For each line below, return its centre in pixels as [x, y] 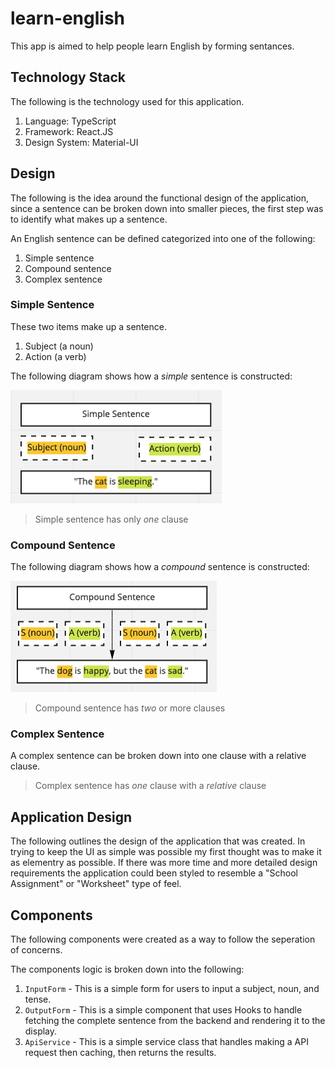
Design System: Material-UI [81, 142]
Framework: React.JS [69, 131]
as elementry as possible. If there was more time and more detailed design [164, 863]
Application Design [71, 817]
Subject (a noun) [59, 346]
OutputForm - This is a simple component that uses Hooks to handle [163, 1010]
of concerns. [36, 950]
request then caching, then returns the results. [120, 1053]
